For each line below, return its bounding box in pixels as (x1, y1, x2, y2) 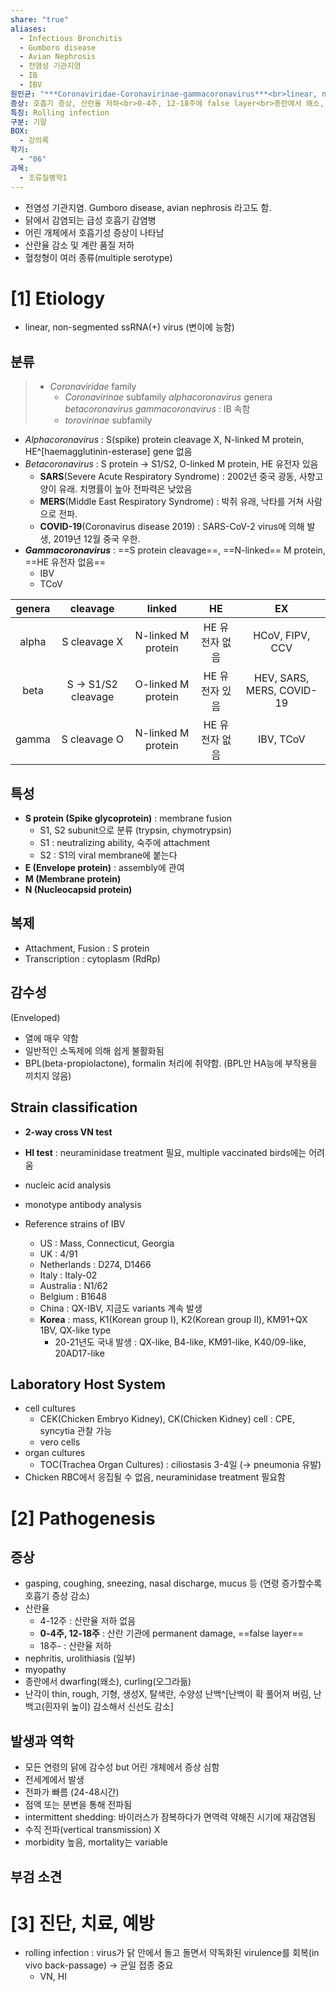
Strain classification (10, 1099, 138, 1116)
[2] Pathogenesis (10, 1507, 156, 1530)
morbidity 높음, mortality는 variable (24, 1836, 168, 1848)
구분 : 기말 (10, 117, 48, 127)
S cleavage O (61, 732, 124, 746)
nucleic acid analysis (24, 1179, 112, 1191)
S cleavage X (61, 635, 124, 649)
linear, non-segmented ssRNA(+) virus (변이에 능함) (24, 321, 235, 333)
